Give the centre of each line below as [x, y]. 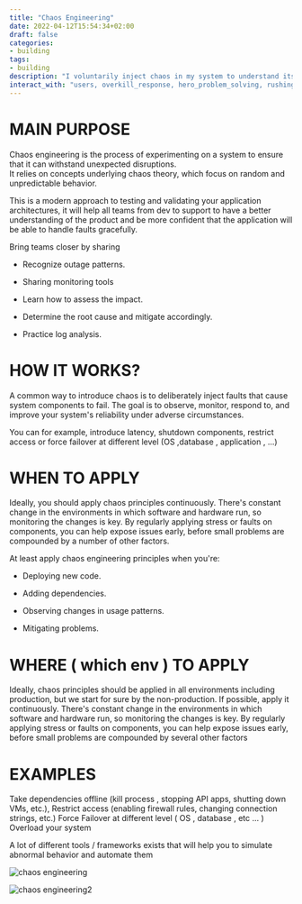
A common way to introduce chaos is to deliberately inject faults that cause [149, 395]
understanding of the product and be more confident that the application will [151, 219]
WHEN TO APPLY [75, 478]
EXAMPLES [53, 774]
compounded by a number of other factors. [89, 541]
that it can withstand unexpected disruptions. [93, 164]
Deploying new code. [62, 576]
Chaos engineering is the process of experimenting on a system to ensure [147, 154]
